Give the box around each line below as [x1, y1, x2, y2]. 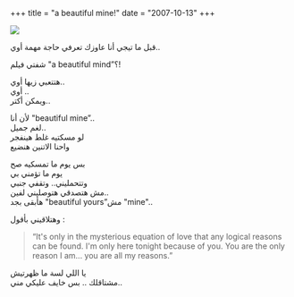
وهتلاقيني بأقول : [10, 214, 65, 225]
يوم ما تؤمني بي [10, 168, 63, 178]
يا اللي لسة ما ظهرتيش [10, 267, 87, 278]
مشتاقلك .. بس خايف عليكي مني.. [10, 277, 123, 287]
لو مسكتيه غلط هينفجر [10, 132, 84, 142]
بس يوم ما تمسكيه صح [10, 158, 86, 169]
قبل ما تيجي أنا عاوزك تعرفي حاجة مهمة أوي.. [10, 42, 161, 52]
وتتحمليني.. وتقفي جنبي [10, 178, 88, 188]
